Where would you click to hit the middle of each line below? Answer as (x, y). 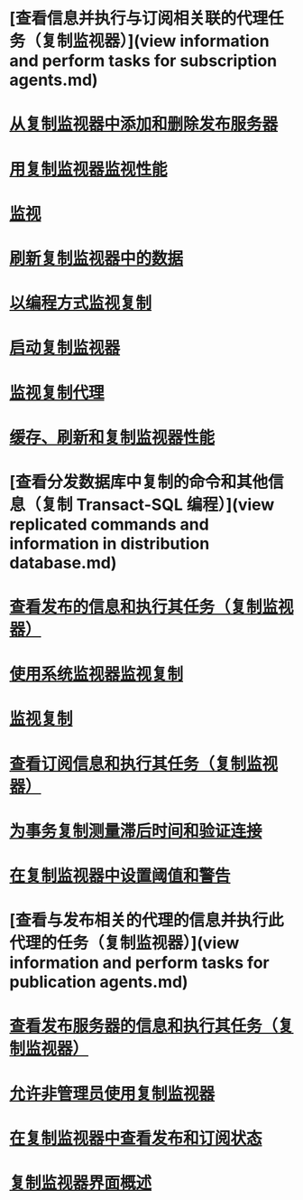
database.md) (63, 562)
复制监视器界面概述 (81, 1182)
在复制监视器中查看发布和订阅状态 (136, 1138)
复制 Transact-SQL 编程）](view (158, 505)
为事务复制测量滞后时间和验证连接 (136, 831)
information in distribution (110, 544)
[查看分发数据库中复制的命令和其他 (139, 482)
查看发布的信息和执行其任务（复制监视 (152, 607)
